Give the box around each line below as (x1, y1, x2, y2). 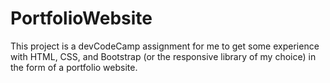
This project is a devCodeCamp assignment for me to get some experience (10, 40, 320, 52)
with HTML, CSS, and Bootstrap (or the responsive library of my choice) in (10, 50, 317, 62)
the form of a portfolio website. (10, 61, 138, 73)
